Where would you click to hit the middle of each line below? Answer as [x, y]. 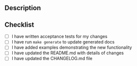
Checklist [20, 25]
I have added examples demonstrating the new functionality [72, 47]
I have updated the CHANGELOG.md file [52, 59]
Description [23, 8]
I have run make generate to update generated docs [63, 42]
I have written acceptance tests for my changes [59, 37]
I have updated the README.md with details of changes [68, 53]
